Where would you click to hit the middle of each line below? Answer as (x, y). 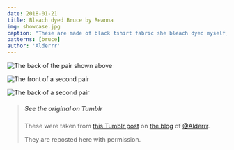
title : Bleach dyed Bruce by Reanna (60, 20)
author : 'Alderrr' (34, 46)
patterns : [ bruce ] (34, 40)
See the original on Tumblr (63, 108)
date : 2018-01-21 (32, 14)
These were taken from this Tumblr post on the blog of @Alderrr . (117, 126)
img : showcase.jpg (34, 26)
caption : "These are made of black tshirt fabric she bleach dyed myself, (118, 33)
